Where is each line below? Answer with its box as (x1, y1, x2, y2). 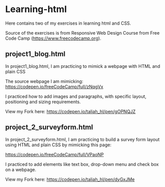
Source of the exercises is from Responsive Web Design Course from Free (5, 30, 160, 36)
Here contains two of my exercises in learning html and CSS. (5, 20, 131, 26)
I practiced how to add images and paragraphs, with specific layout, (5, 93, 147, 99)
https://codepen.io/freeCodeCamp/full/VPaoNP (5, 151, 104, 157)
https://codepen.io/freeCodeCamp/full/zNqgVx (5, 83, 103, 89)
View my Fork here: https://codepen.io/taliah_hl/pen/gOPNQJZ (5, 108, 136, 114)
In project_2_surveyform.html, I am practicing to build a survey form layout (5, 136, 160, 142)
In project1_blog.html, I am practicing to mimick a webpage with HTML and (5, 63, 160, 69)
